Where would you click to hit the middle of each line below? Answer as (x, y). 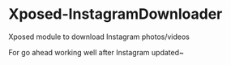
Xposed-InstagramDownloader (115, 14)
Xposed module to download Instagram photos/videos (99, 37)
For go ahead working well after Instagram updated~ (96, 52)
